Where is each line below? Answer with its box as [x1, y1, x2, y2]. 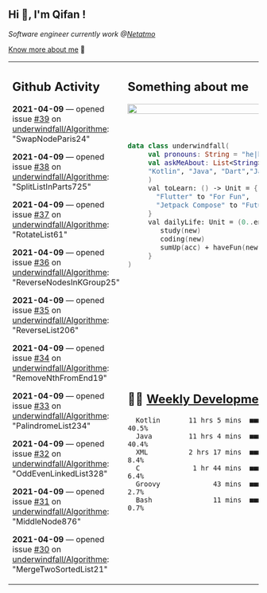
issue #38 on [12, 161, 62, 172]
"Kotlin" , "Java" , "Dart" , [148, 167, 250, 176]
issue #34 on [12, 352, 62, 363]
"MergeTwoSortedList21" [12, 564, 108, 575]
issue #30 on [12, 544, 62, 555]
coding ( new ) [160, 234, 205, 244]
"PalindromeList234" [12, 420, 91, 431]
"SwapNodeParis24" [12, 133, 91, 144]
